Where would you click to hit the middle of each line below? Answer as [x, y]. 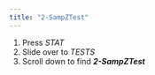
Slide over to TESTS [58, 52]
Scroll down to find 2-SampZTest [84, 61]
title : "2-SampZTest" [49, 17]
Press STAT [43, 42]
